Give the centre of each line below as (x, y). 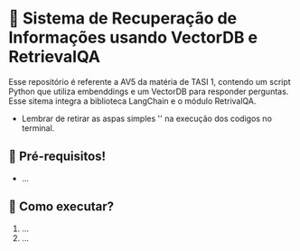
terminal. (38, 128)
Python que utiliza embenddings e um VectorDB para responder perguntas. (149, 91)
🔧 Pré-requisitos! (57, 157)
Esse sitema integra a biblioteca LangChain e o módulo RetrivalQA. (132, 101)
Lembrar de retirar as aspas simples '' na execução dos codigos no (147, 118)
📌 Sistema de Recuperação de (123, 19)
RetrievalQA (55, 57)
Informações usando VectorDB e (133, 37)
